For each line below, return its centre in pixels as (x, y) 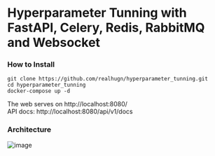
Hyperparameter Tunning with (97, 13)
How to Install (31, 64)
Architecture (29, 129)
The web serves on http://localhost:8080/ (68, 104)
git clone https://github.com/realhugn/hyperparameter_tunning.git (108, 79)
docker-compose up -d (39, 91)
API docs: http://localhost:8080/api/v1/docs (70, 112)
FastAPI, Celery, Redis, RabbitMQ (106, 28)
